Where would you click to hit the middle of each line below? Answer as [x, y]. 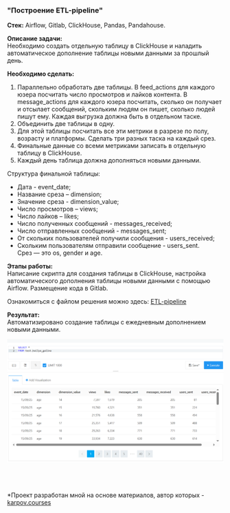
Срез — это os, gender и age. [60, 253]
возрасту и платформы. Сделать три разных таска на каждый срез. [116, 138]
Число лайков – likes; [48, 216]
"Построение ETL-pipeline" [55, 10]
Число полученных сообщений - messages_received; [95, 224]
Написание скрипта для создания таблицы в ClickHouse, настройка [106, 273]
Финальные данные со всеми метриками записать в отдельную [111, 146]
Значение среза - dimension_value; [68, 202]
